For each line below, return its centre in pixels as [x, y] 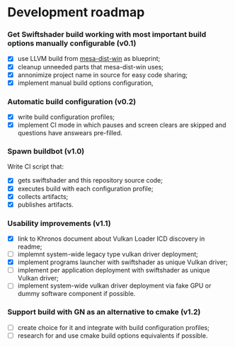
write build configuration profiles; [66, 117]
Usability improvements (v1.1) [59, 223]
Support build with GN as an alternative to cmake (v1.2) [104, 312]
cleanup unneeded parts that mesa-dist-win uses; [91, 67]
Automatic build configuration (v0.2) [72, 101]
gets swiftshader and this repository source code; [90, 181]
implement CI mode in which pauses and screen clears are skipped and [122, 125]
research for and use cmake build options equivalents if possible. [113, 335]
